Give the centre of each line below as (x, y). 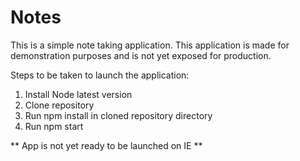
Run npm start (54, 126)
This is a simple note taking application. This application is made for (150, 45)
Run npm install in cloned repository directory (118, 115)
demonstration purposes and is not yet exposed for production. (141, 55)
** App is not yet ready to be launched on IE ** (106, 145)
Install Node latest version (78, 94)
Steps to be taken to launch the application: (100, 75)
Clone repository (59, 105)
